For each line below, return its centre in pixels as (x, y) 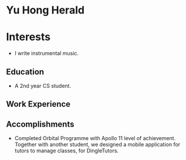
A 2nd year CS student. (43, 86)
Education (25, 72)
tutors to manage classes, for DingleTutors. (67, 151)
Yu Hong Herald (45, 10)
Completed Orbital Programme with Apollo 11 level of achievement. (95, 138)
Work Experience (38, 104)
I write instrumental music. (47, 53)
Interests (28, 37)
